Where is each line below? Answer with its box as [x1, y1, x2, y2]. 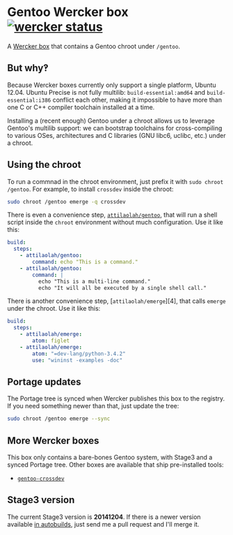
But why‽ [7, 62, 49, 74]
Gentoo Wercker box [7, 4, 129, 20]
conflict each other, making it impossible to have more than [52, 95, 223, 104]
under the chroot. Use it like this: [7, 304, 101, 313]
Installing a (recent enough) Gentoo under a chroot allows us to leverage [7, 116, 215, 125]
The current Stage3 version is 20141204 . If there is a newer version [7, 513, 201, 521]
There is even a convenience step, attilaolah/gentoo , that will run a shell [7, 210, 218, 219]
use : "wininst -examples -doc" [32, 357, 123, 364]
